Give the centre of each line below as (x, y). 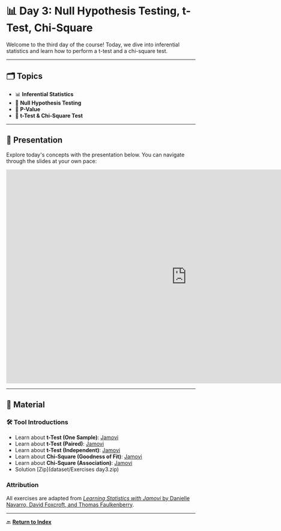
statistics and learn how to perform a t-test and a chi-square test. (87, 51)
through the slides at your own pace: (52, 161)
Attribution (23, 485)
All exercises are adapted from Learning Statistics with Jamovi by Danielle (98, 498)
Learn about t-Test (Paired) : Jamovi (59, 444)
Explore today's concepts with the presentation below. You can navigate (95, 155)
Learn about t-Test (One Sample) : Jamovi (67, 437)
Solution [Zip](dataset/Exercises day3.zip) (67, 470)
